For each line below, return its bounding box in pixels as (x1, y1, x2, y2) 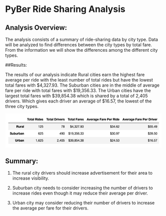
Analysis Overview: (5, 23, 67, 32)
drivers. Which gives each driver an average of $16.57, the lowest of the (5, 98, 152, 104)
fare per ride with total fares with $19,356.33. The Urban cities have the (5, 88, 151, 93)
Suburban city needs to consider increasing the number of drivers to (12, 185, 153, 191)
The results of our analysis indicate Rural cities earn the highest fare (5, 72, 145, 78)
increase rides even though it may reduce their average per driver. (12, 190, 148, 196)
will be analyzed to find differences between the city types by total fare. (5, 42, 153, 48)
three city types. (5, 104, 39, 109)
